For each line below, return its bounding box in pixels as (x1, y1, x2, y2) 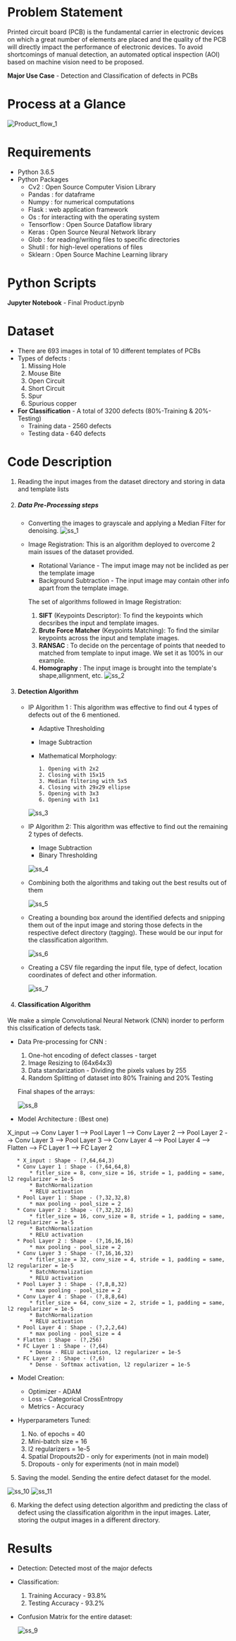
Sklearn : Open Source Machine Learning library (27, 250, 168, 259)
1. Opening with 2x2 (38, 765, 99, 772)
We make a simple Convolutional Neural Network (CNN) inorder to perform (7, 1016, 224, 1025)
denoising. (27, 526, 59, 534)
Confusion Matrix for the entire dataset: (17, 1612, 132, 1621)
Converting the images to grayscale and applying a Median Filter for (27, 519, 226, 527)
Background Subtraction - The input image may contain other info (38, 576, 230, 584)
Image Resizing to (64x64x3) (27, 1059, 113, 1067)
